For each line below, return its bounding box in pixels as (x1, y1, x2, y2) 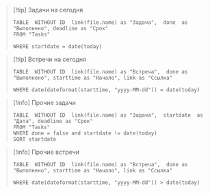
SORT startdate (12, 136, 57, 143)
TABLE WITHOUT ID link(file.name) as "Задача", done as (12, 19, 188, 26)
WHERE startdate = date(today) (12, 43, 103, 50)
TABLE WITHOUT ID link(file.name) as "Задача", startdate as (12, 112, 203, 119)
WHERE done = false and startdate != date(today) (12, 130, 158, 137)
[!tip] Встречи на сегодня (12, 55, 87, 63)
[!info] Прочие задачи (12, 99, 77, 106)
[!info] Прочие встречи (12, 148, 80, 156)
